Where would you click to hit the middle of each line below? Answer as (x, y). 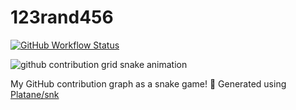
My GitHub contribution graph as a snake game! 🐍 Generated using (148, 83)
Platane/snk (35, 94)
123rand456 (62, 17)
